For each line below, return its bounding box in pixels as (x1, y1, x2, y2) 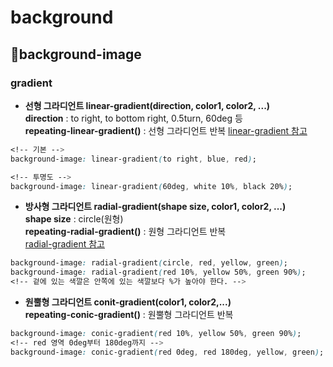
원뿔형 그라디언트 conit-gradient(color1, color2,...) (24, 296, 232, 308)
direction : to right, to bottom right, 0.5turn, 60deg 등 (24, 112, 243, 124)
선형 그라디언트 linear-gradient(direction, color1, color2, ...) (24, 99, 271, 111)
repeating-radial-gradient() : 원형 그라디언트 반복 (24, 226, 227, 238)
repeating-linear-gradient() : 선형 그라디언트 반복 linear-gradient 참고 (24, 124, 308, 136)
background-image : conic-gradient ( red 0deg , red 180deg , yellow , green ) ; (10, 347, 325, 357)
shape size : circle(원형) (24, 213, 124, 225)
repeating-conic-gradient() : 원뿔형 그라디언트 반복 (24, 309, 234, 320)
